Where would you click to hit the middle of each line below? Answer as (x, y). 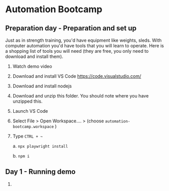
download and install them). (34, 56)
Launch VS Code (30, 111)
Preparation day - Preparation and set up (71, 28)
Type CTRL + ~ (28, 136)
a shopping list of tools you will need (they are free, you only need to (77, 51)
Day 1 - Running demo (41, 172)
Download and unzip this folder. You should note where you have (80, 96)
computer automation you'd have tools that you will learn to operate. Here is (84, 46)
